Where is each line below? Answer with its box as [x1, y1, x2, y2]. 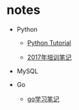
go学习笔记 [27, 95, 60, 103]
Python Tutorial [27, 38, 71, 47]
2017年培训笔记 [27, 53, 72, 61]
